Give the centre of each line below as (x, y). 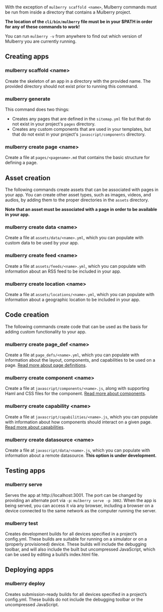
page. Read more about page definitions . (46, 365)
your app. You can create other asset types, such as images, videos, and (78, 195)
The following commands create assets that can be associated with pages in (82, 190)
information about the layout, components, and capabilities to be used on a (80, 360)
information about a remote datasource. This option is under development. (81, 455)
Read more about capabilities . (35, 427)
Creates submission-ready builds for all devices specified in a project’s (76, 594)
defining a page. (21, 163)
